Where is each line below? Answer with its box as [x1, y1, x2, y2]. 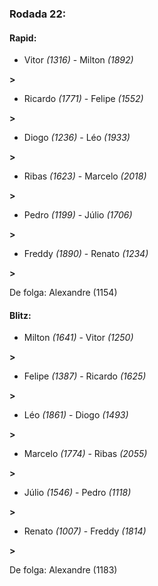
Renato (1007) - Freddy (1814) [23, 525, 147, 537]
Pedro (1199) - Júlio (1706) [23, 209, 133, 221]
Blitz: [9, 309, 32, 321]
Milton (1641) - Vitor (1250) [23, 332, 134, 344]
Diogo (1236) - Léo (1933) [23, 132, 131, 144]
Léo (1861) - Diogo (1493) [23, 409, 129, 421]
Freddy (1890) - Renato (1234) [23, 248, 149, 260]
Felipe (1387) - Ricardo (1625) [23, 370, 147, 382]
